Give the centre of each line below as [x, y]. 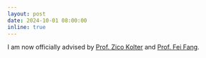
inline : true [27, 27]
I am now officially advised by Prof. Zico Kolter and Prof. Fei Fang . [104, 47]
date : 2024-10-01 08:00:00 [47, 21]
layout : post [27, 14]
